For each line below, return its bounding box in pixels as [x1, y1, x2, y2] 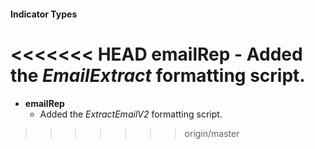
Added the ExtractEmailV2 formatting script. [39, 108, 223, 120]
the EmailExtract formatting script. [10, 64, 306, 87]
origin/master [184, 127, 240, 139]
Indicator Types [10, 8, 78, 20]
